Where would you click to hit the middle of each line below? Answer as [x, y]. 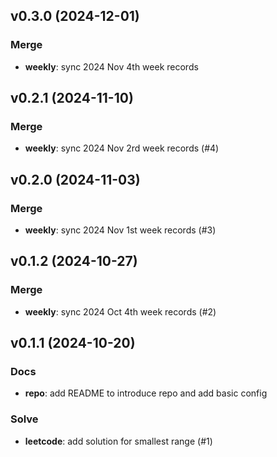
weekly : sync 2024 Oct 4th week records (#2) [120, 311]
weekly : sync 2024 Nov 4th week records [111, 66]
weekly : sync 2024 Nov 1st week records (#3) [120, 230]
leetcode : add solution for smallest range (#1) [118, 441]
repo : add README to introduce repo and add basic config [146, 393]
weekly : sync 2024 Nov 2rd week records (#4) [122, 148]
